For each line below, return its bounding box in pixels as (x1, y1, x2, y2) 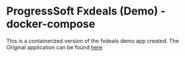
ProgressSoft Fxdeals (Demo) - (6, 4, 166, 18)
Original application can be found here (6, 44, 103, 51)
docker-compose (6, 17, 96, 31)
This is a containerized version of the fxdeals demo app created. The (6, 37, 180, 44)
